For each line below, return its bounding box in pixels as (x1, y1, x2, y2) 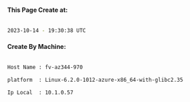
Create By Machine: (7, 42, 67, 50)
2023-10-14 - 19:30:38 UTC (7, 27, 86, 34)
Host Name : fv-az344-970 (7, 64, 83, 71)
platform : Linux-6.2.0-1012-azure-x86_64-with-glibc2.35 (7, 77, 184, 84)
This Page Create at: (7, 6, 68, 14)
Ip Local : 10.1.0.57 (7, 89, 74, 96)
